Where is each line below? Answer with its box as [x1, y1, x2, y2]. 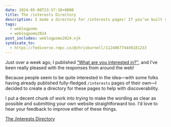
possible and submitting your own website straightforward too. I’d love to [5, 100, 158, 107]
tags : [5, 21, 17, 27]
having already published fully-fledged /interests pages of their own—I [5, 80, 157, 86]
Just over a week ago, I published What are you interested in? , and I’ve [5, 59, 158, 65]
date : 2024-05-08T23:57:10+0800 [5, 7, 74, 13]
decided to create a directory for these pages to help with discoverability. [5, 85, 159, 91]
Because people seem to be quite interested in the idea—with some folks [5, 74, 159, 80]
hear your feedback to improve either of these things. [5, 106, 118, 112]
